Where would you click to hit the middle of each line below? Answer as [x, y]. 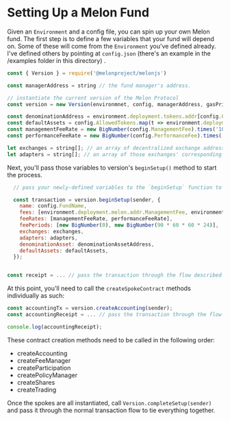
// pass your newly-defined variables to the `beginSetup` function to [118, 187]
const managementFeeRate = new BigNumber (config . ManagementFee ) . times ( [111, 129]
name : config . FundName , [53, 206]
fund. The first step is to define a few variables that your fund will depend [111, 38]
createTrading [37, 390]
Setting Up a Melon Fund [78, 13]
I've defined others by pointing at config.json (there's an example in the [109, 53]
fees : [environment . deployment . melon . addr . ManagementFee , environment [122, 213]
